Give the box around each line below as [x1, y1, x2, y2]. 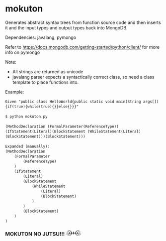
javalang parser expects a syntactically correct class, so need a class [12, 74, 155, 80]
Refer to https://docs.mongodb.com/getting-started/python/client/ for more [5, 44, 160, 50]
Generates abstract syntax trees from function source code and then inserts [5, 19, 161, 25]
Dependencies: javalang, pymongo [5, 34, 77, 40]
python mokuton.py [9, 114, 48, 119]
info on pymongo [5, 49, 40, 55]
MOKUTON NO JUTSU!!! [5, 230, 65, 237]
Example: [5, 89, 24, 95]
